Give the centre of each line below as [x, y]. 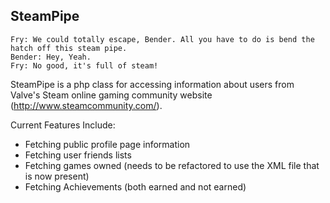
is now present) [57, 176]
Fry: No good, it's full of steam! [84, 65]
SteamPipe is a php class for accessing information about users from [152, 84]
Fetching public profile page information [107, 144]
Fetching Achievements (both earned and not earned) [135, 186]
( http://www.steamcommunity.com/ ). [86, 105]
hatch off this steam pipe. [69, 48]
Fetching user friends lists [78, 155]
